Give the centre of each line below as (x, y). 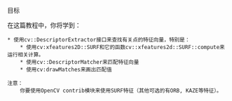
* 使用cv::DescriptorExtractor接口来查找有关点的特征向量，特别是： (99, 40)
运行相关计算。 (26, 55)
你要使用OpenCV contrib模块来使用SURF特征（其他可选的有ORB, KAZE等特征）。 (121, 90)
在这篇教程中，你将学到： (44, 25)
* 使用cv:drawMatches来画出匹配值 (66, 69)
